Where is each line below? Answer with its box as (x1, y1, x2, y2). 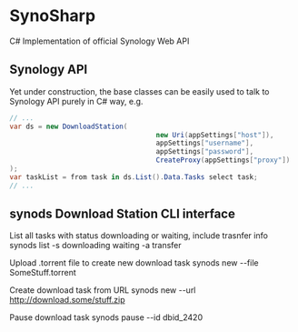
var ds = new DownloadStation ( (9, 122, 128, 131)
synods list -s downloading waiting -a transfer (9, 240, 182, 251)
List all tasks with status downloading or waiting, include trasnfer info (9, 230, 268, 241)
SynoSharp (9, 5, 96, 26)
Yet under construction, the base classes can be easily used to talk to (9, 86, 270, 96)
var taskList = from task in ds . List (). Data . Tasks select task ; (9, 172, 258, 182)
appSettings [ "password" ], (155, 147, 254, 156)
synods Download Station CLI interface (9, 206, 236, 222)
